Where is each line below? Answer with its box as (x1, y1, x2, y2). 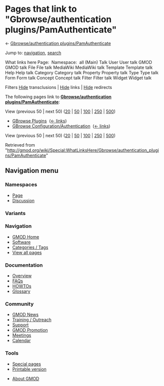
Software (12, 239, 31, 245)
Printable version (12, 366, 47, 372)
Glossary (12, 288, 31, 294)
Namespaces (5, 181, 38, 188)
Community (5, 300, 34, 307)
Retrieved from (5, 142, 35, 148)
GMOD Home (12, 234, 39, 240)
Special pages (12, 361, 41, 367)
